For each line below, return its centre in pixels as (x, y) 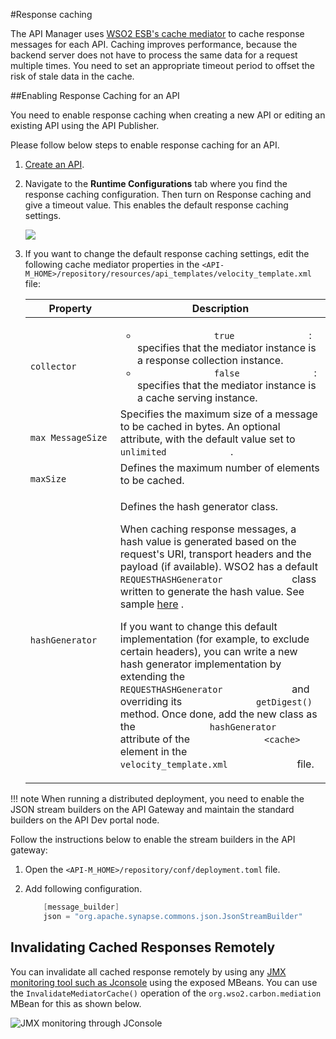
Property (70, 308)
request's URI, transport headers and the (215, 554)
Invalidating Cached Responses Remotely (143, 947)
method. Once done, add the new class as (218, 714)
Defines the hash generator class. (199, 506)
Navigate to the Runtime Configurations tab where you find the (156, 183)
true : (262, 335)
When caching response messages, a (208, 529)
